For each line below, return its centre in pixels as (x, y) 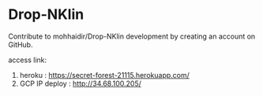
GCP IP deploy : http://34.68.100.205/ (81, 83)
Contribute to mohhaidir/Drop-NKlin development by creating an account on (132, 36)
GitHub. (21, 44)
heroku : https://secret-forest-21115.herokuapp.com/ (104, 75)
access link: (28, 60)
